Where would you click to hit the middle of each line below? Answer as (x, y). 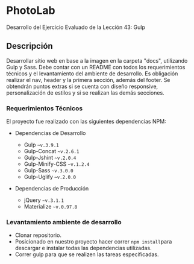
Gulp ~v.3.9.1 (41, 145)
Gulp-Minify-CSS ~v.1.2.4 (57, 164)
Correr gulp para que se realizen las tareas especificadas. (87, 254)
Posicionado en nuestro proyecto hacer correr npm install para (93, 242)
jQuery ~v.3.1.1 (44, 200)
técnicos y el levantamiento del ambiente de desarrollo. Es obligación (92, 74)
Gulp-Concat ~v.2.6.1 (52, 151)
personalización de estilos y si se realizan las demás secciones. (85, 93)
